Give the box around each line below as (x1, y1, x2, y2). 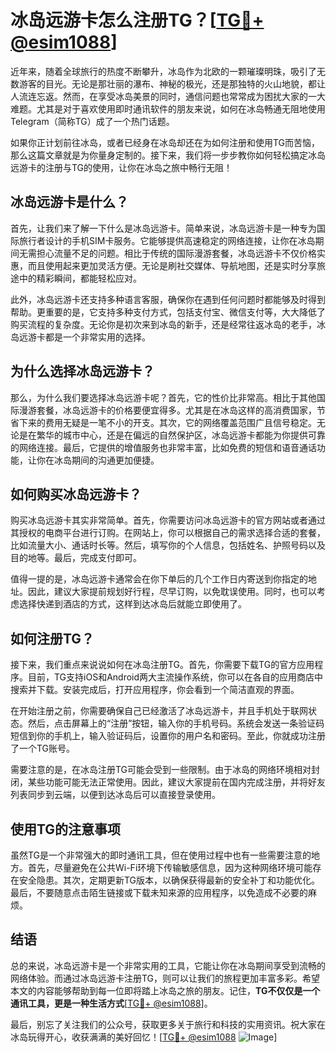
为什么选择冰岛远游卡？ (10, 363, 155, 380)
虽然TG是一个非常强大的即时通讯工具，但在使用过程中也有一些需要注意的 (10, 849, 312, 861)
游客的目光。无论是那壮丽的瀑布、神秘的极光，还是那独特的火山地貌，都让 (18, 77, 326, 90)
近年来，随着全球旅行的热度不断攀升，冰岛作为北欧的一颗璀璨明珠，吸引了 (10, 65, 317, 77)
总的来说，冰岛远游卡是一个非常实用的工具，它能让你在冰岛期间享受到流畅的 (10, 959, 326, 971)
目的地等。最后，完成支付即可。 (10, 552, 142, 564)
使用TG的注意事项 (10, 821, 122, 838)
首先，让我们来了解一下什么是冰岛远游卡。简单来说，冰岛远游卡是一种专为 (10, 222, 317, 234)
